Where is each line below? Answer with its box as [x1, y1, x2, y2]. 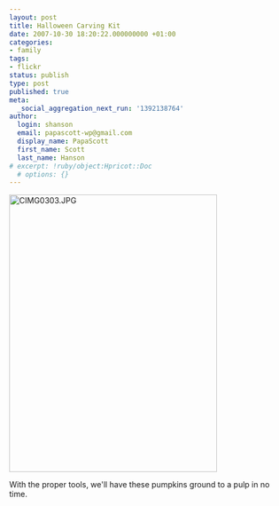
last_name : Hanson [17, 153, 86, 162]
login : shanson [17, 121, 74, 130]
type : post [9, 79, 50, 88]
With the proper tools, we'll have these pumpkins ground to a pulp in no [9, 479, 270, 490]
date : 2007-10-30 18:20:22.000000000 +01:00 [9, 29, 176, 38]
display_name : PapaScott [17, 137, 109, 146]
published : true [9, 87, 69, 96]
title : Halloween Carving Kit [9, 21, 121, 30]
